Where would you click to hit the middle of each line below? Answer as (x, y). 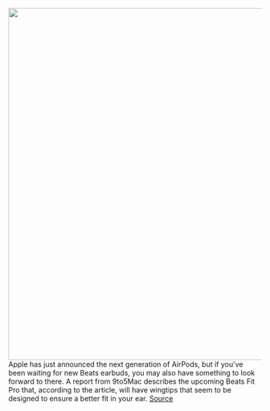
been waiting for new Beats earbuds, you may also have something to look (132, 373)
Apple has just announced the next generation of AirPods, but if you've (126, 364)
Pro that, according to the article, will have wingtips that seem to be (120, 390)
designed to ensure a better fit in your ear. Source (91, 399)
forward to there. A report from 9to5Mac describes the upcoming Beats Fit (132, 381)
